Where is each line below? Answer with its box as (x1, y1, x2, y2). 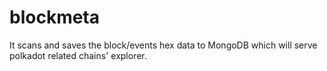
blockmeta (9, 6, 101, 29)
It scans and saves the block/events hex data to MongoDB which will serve (9, 39, 318, 51)
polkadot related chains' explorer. (9, 49, 147, 61)
